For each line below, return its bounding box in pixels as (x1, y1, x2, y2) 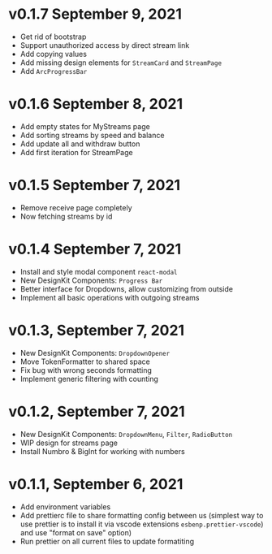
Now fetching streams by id (19, 211, 113, 221)
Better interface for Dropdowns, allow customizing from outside (19, 283, 234, 293)
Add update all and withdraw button (19, 139, 140, 149)
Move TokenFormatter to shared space (19, 357, 150, 366)
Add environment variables (19, 501, 111, 512)
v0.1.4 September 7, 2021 (8, 240, 182, 258)
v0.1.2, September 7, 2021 (8, 402, 185, 421)
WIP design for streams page (19, 438, 118, 448)
